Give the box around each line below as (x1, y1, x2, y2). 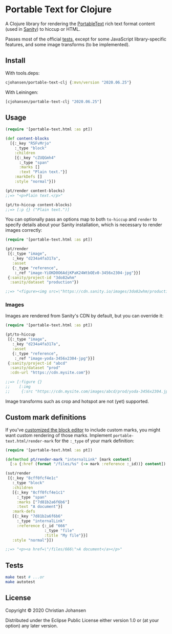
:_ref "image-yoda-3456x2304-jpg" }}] (14, 355, 95, 361)
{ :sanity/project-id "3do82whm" (7, 275, 77, 280)
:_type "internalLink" (16, 519, 66, 524)
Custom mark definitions (5, 413, 87, 422)
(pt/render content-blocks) (5, 188, 66, 193)
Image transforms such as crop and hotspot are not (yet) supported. (5, 398, 149, 404)
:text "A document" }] (16, 504, 63, 509)
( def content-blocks (5, 136, 50, 142)
